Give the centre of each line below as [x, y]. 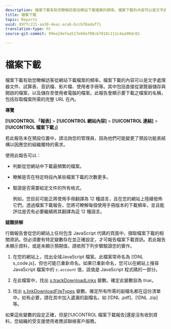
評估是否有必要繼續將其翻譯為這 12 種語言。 [59, 211]
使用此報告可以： [23, 155]
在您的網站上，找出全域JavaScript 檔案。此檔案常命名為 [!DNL [78, 257]
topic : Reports [21, 19]
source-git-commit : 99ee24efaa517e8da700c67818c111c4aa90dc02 [73, 34]
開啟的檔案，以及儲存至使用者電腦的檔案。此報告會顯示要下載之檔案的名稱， [85, 93]
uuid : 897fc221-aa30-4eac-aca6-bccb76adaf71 [53, 24]
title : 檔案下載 [21, 15]
